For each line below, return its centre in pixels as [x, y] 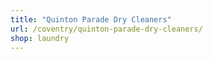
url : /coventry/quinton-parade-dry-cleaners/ [106, 29]
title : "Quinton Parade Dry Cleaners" [91, 19]
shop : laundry [40, 38]
